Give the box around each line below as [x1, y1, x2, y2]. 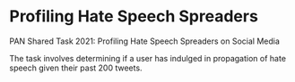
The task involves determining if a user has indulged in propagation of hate [9, 53, 287, 63]
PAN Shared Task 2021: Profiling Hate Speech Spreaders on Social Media [9, 36, 281, 46]
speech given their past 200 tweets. [9, 62, 143, 73]
